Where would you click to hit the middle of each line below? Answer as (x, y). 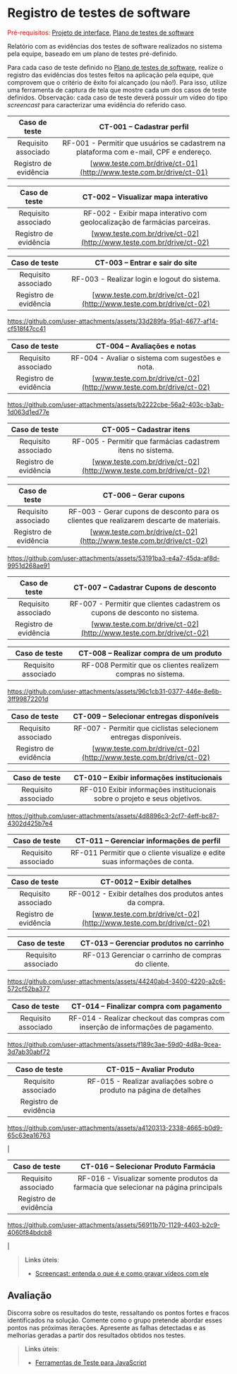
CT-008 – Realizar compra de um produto (150, 653)
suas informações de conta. (148, 861)
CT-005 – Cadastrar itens (146, 429)
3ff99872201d (28, 699)
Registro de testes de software (99, 13)
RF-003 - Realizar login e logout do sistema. (146, 279)
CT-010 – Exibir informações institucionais (148, 777)
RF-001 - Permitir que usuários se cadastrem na (144, 143)
